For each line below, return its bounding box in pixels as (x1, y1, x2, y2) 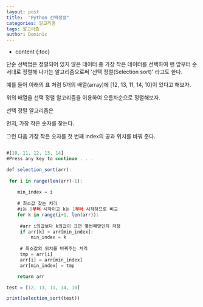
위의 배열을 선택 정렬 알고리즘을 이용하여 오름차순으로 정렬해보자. (6, 94, 161, 101)
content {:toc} (15, 48, 50, 55)
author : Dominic (6, 32, 47, 38)
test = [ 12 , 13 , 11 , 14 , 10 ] (6, 285, 80, 291)
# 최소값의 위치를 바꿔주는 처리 (19, 246, 88, 252)
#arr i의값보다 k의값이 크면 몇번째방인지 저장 (19, 223, 121, 229)
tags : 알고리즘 (6, 25, 40, 32)
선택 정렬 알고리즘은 (6, 107, 53, 114)
